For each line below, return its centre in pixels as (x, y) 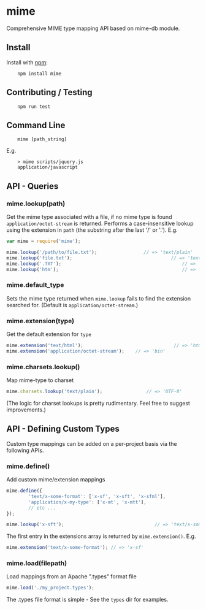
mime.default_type (35, 285)
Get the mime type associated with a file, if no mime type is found (89, 217)
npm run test (34, 106)
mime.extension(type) (40, 321)
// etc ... (42, 508)
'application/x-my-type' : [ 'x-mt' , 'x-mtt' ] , (88, 502)
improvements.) (26, 410)
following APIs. (25, 450)
